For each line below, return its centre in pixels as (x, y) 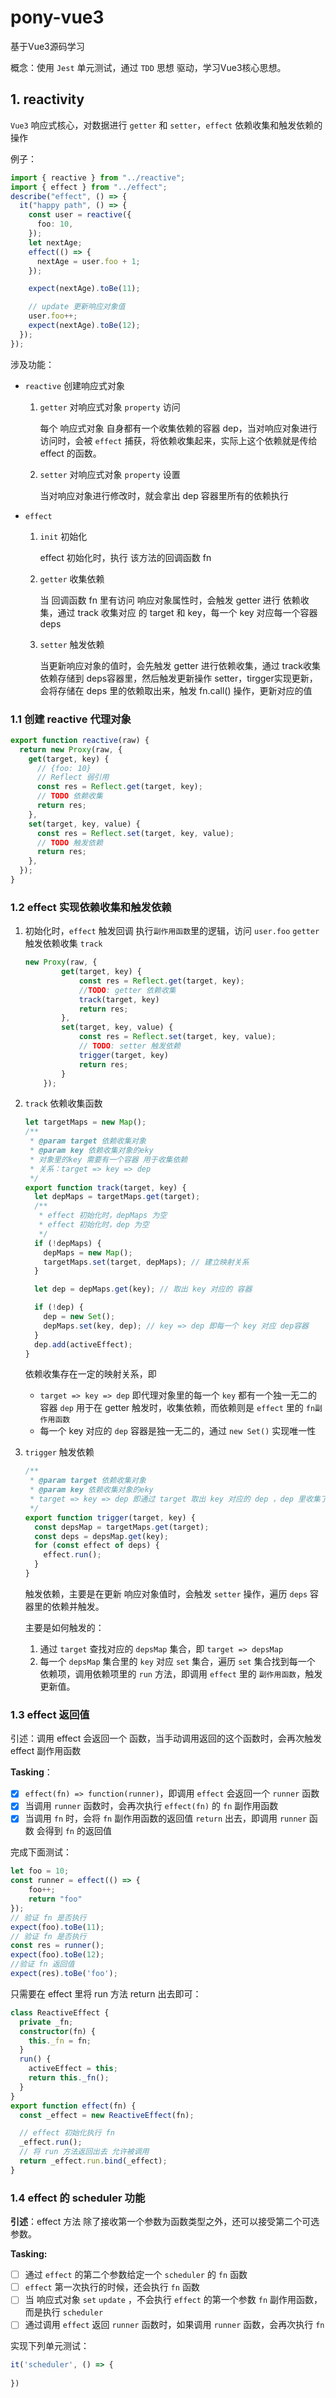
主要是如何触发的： (64, 1627)
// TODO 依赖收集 (69, 796)
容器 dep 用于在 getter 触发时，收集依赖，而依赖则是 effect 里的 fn (177, 1408)
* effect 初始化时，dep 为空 (94, 1225)
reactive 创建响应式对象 (75, 385)
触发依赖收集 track (63, 943)
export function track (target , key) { (105, 1187)
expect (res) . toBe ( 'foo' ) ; (64, 1974)
